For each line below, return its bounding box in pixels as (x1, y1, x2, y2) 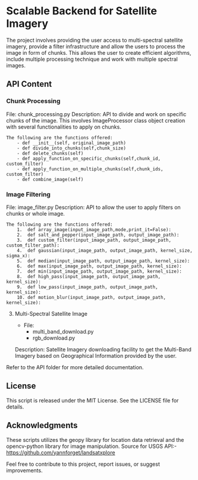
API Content (6, 79, 52, 89)
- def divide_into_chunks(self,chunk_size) (17, 145, 127, 151)
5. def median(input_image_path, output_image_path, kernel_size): (17, 258, 190, 264)
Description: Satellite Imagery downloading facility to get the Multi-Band (14, 345, 191, 353)
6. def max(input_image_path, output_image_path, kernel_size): (17, 263, 183, 269)
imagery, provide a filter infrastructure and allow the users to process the (6, 43, 186, 50)
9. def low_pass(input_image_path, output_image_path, (17, 284, 159, 290)
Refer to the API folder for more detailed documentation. (6, 363, 144, 370)
